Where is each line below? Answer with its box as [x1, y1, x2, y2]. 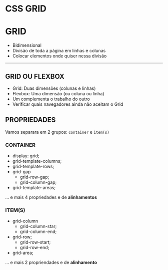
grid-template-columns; [12, 158, 62, 164]
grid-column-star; [19, 223, 57, 230]
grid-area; [12, 250, 33, 256]
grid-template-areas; [12, 185, 56, 191]
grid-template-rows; [12, 163, 54, 170]
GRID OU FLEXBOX [5, 72, 65, 80]
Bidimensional [12, 42, 41, 48]
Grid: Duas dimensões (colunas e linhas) [12, 85, 96, 91]
